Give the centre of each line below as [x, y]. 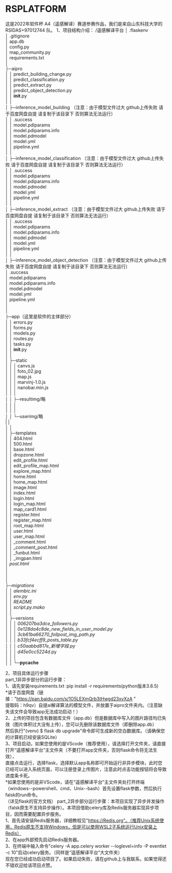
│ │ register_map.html [28, 520]
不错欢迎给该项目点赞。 [30, 865]
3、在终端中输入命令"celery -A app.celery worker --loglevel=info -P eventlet [86, 846]
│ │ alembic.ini [21, 591]
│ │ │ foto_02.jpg [23, 371]
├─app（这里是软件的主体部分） [39, 316]
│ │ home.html [21, 476]
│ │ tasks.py [18, 344]
